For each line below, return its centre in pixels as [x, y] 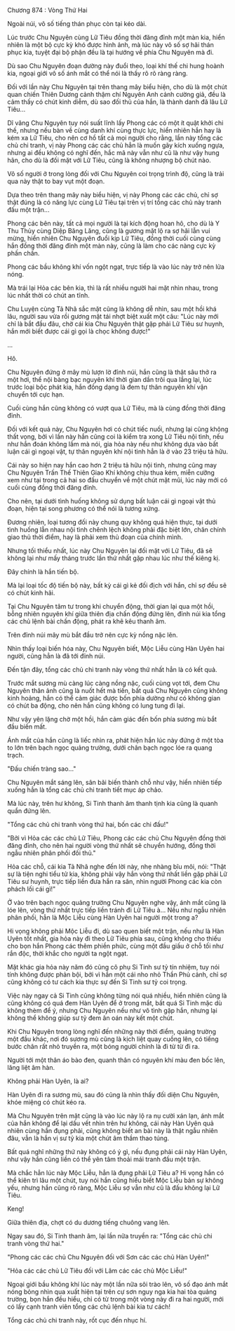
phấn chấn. [23, 253]
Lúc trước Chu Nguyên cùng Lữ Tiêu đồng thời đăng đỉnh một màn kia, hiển [116, 37]
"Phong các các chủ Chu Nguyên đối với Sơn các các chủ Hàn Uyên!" [108, 1257]
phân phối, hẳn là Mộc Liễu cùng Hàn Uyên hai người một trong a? [103, 918]
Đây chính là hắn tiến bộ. [43, 572]
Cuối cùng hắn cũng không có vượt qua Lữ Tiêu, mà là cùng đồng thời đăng [116, 408]
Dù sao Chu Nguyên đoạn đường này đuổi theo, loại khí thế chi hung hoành [116, 66]
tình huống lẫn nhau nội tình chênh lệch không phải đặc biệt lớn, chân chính [117, 530]
